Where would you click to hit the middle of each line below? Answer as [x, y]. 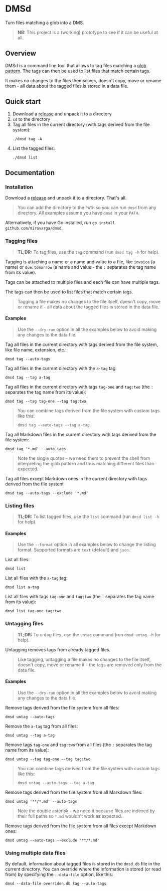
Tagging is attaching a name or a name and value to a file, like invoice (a [80, 262]
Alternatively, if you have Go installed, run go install [60, 223]
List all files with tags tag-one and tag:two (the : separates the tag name [80, 597]
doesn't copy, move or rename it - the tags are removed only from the [90, 664]
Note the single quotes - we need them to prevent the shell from [84, 458]
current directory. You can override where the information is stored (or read [83, 869]
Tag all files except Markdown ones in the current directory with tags [76, 478]
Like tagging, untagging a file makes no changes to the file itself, [84, 659]
